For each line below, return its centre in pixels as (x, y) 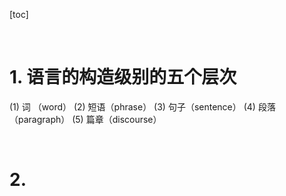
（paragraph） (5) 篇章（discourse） (85, 119)
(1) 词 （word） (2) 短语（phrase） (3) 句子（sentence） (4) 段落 (142, 106)
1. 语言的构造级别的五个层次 (123, 77)
